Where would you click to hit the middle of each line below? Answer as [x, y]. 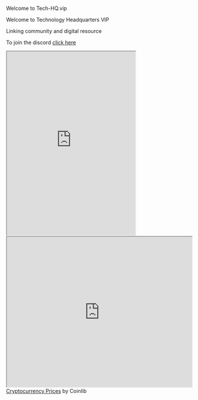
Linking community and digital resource [54, 31]
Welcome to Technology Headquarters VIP [58, 20]
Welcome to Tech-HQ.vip [37, 8]
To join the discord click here [41, 42]
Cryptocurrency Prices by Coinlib [46, 391]
